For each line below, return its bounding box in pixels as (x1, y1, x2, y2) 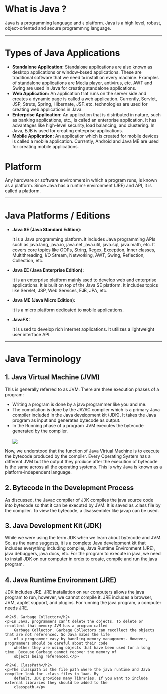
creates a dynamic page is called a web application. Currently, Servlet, (12, 96, 157, 102)
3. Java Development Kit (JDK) (5, 521, 102, 530)
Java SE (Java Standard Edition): (12, 226, 82, 232)
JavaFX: (12, 316, 30, 322)
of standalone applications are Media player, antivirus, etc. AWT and (12, 80, 153, 86)
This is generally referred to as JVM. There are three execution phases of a (5, 386, 159, 392)
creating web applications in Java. (12, 106, 83, 112)
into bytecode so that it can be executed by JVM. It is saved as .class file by (5, 502, 161, 508)
